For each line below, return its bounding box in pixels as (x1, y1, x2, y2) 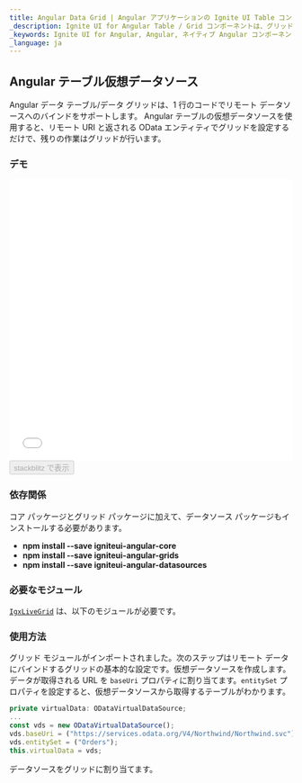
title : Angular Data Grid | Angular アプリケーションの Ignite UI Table (9, 13, 275, 22)
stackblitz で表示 (13, 463, 70, 473)
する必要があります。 (48, 522, 128, 533)
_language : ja (9, 38, 63, 48)
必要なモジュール (9, 583, 83, 596)
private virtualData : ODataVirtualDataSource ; (9, 704, 187, 714)
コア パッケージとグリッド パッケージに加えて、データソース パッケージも (9, 510, 282, 522)
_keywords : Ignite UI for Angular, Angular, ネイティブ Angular (9, 30, 248, 39)
